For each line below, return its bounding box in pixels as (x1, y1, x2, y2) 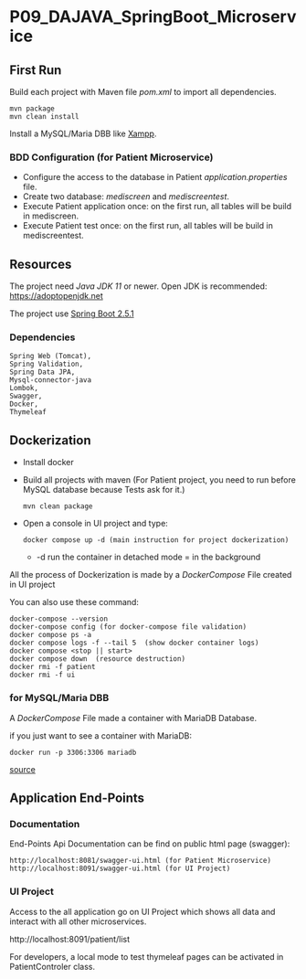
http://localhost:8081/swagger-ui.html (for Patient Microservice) (9, 857, 272, 866)
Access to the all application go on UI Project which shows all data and (9, 906, 276, 917)
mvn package (9, 104, 55, 113)
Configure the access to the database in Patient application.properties (22, 172, 288, 183)
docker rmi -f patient (9, 663, 96, 672)
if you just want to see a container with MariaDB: (9, 729, 192, 741)
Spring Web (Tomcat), (9, 352, 92, 361)
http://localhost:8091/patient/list (9, 933, 131, 944)
